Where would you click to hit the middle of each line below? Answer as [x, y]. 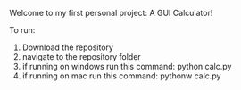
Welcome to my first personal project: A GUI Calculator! [111, 13]
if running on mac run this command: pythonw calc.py [121, 76]
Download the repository [68, 47]
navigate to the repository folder [81, 57]
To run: [22, 30]
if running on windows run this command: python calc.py [127, 66]
